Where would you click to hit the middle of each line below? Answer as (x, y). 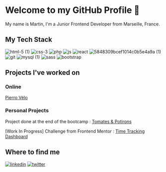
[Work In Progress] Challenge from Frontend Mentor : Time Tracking (75, 131)
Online (13, 87)
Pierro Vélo (17, 98)
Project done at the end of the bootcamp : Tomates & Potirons (68, 121)
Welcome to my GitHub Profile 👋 (73, 10)
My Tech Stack (29, 40)
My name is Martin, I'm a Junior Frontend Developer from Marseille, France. (83, 24)
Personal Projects (27, 111)
